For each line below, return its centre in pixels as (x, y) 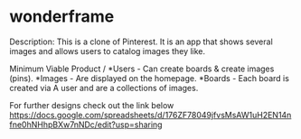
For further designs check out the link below (92, 105)
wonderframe (62, 17)
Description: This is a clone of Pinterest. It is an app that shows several (141, 42)
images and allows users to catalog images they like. (108, 51)
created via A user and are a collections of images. (104, 88)
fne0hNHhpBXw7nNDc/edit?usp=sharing (86, 125)
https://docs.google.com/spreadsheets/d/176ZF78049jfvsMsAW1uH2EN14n (150, 115)
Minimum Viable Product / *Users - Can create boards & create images (142, 69)
